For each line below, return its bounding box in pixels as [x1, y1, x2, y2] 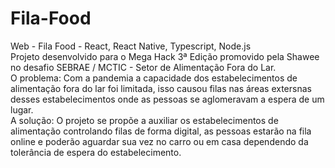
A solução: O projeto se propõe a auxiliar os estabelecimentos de [10, 114, 279, 126]
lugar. [10, 103, 34, 116]
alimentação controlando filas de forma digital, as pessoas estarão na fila [10, 125, 312, 137]
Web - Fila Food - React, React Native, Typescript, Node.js [10, 40, 252, 52]
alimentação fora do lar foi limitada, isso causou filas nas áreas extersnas [10, 82, 312, 94]
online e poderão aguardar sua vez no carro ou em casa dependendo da [10, 135, 309, 147]
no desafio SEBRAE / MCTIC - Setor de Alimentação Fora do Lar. [10, 61, 277, 73]
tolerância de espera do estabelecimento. [10, 146, 182, 158]
